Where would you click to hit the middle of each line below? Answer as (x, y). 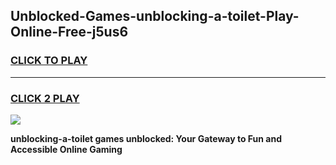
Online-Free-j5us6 (69, 32)
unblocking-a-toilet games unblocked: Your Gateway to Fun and (146, 138)
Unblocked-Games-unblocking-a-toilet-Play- (155, 16)
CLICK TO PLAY (49, 61)
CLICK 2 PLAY (45, 98)
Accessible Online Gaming (66, 149)
